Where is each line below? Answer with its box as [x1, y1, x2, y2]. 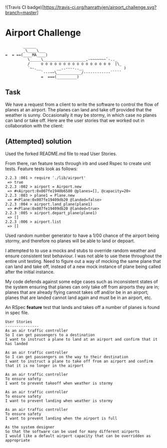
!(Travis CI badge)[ [5, 5, 44, 10]
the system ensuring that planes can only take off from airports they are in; [5, 283, 159, 290]
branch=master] [5, 10, 39, 16]
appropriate [5, 437, 30, 443]
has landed [5, 341, 28, 346]
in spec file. [5, 310, 29, 316]
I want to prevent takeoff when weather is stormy [5, 381, 113, 386]
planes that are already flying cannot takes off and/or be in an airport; [5, 289, 149, 295]
